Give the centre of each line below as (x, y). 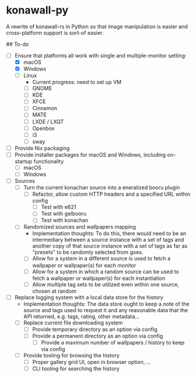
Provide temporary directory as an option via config (95, 329)
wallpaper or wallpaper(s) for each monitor (84, 265)
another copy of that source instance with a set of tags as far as (110, 246)
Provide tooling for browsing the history (71, 355)
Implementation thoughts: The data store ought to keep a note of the (106, 304)
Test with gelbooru (64, 214)
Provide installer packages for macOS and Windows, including (90, 155)
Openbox (43, 128)
